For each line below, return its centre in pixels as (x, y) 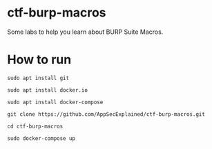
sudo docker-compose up (41, 138)
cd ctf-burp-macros (35, 126)
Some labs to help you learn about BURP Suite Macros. (85, 32)
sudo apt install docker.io (48, 90)
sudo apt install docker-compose (55, 102)
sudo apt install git (38, 78)
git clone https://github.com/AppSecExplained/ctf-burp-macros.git (106, 114)
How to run (39, 60)
